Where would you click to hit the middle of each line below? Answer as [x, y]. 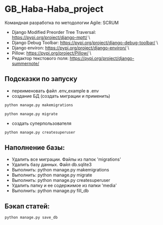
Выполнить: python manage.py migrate [52, 175]
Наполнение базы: [35, 148]
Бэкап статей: [27, 206]
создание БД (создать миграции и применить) [61, 96]
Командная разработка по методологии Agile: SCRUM [62, 23]
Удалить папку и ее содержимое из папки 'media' [64, 186]
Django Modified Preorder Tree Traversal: [54, 32]
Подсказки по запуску [41, 79]
